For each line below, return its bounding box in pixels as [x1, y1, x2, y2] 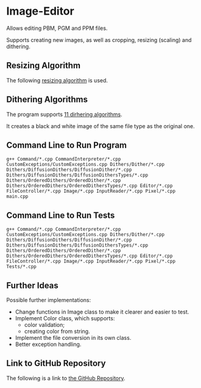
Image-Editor [6, 4, 74, 18]
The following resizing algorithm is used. [6, 76, 108, 84]
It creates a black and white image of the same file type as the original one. [6, 122, 195, 129]
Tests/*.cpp [6, 264, 37, 270]
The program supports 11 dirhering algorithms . [6, 110, 123, 118]
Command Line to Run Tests [6, 210, 115, 220]
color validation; [24, 322, 65, 328]
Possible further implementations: [6, 296, 91, 303]
